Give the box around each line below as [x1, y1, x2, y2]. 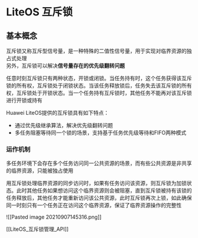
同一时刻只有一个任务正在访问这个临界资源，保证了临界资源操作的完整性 [6, 201, 181, 209]
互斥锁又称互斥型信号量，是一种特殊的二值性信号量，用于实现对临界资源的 [6, 48, 187, 54]
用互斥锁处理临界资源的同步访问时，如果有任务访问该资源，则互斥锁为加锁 [6, 180, 187, 187]
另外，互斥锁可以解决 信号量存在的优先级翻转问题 [6, 62, 125, 69]
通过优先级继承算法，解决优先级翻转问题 [14, 122, 113, 128]
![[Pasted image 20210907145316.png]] [6, 213, 102, 221]
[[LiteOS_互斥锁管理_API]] [6, 226, 69, 233]
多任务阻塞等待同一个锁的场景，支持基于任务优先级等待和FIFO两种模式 [14, 129, 187, 136]
